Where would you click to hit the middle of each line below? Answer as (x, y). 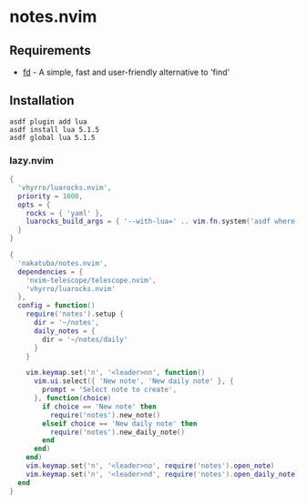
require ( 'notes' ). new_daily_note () (117, 432)
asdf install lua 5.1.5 (55, 129)
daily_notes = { (64, 331)
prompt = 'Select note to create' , (110, 390)
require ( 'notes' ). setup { (75, 314)
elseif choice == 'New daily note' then (120, 423)
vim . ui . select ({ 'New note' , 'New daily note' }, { (133, 381)
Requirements (50, 50)
